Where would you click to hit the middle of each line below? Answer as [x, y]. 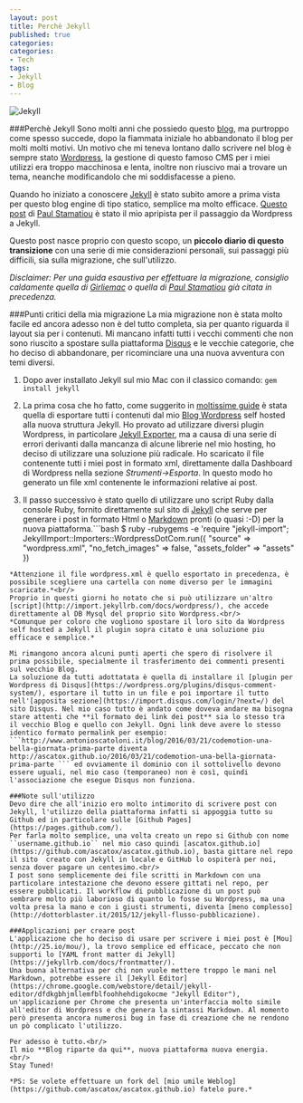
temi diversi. [33, 362]
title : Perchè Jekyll [50, 26]
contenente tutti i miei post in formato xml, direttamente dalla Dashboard [157, 463]
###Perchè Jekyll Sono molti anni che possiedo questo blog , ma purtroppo [149, 129]
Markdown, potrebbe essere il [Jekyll [82, 978]
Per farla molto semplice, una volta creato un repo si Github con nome [149, 835]
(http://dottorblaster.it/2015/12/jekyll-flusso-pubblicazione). [135, 915]
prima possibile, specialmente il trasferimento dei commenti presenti [147, 661]
